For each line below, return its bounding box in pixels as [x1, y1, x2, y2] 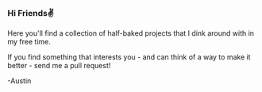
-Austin [7, 76, 32, 86]
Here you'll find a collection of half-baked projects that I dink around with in [7, 29, 255, 38]
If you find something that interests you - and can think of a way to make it [7, 52, 251, 62]
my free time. [7, 37, 51, 47]
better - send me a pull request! [7, 61, 111, 71]
